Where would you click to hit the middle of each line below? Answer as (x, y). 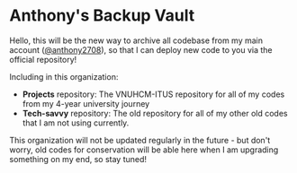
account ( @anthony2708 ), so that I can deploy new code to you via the (141, 49)
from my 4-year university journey (86, 103)
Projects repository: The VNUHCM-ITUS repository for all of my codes (153, 94)
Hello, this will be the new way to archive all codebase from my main (136, 40)
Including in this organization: (64, 76)
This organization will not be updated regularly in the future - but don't (140, 140)
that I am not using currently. (76, 123)
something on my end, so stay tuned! (78, 159)
